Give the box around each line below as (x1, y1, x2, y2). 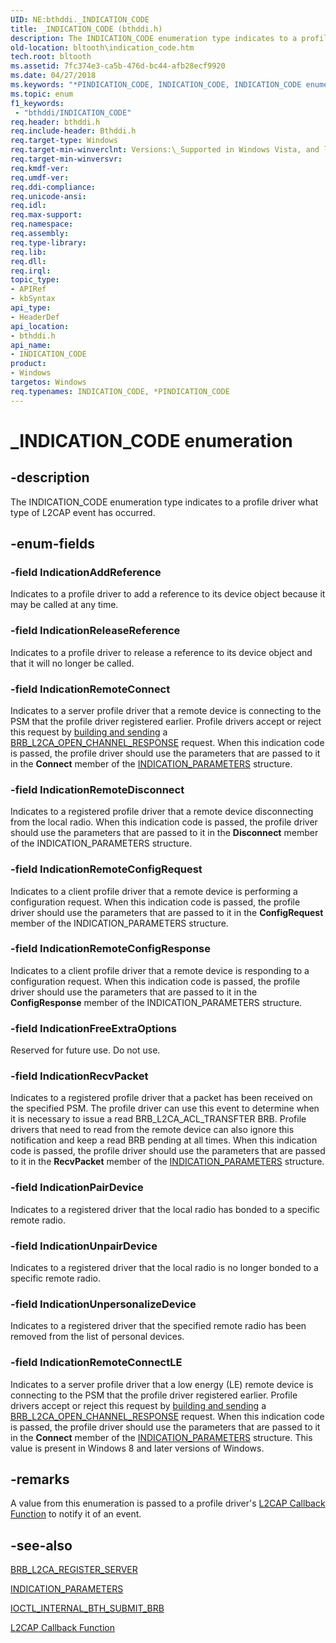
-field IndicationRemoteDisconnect (10, 782, 185, 796)
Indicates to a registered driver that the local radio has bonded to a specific (10, 1203, 321, 1215)
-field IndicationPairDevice (10, 1181, 144, 1195)
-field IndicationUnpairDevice (10, 1239, 158, 1253)
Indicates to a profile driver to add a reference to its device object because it (10, 588, 326, 600)
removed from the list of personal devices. (10, 1331, 185, 1343)
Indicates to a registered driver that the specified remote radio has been (10, 1320, 307, 1332)
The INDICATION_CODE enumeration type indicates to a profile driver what (10, 496, 319, 508)
